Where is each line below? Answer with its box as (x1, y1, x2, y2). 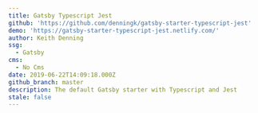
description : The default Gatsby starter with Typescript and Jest (8, 85, 238, 94)
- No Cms (15, 64, 45, 72)
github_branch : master (8, 78, 84, 86)
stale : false (8, 93, 52, 101)
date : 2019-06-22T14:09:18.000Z (8, 71, 116, 79)
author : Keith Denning (8, 33, 84, 42)
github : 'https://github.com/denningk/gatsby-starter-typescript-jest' (8, 19, 252, 27)
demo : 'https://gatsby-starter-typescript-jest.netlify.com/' (8, 26, 220, 34)
